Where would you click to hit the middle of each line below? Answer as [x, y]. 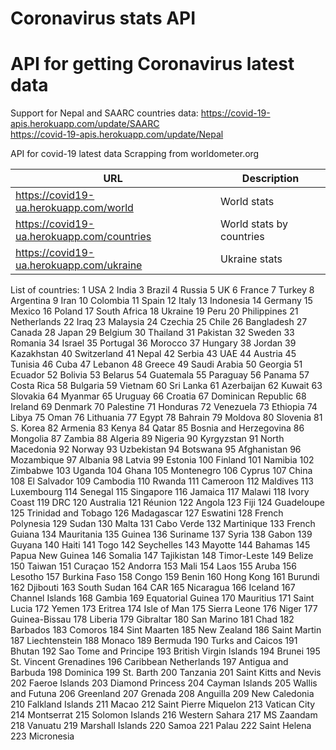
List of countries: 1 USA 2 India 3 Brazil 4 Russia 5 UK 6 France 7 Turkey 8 [162, 290]
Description [270, 179]
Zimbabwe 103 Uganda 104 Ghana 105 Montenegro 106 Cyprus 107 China [161, 471]
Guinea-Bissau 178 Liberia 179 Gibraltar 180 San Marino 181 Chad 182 [152, 619]
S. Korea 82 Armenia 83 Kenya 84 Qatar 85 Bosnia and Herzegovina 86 [157, 428]
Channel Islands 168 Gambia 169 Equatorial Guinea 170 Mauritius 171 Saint [162, 598]
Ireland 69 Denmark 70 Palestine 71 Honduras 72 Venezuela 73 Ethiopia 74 [164, 407]
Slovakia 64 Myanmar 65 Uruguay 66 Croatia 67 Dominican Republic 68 [158, 396]
